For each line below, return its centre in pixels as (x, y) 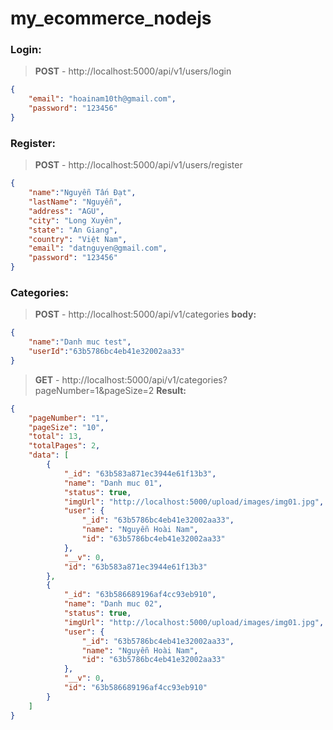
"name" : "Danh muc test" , (80, 342)
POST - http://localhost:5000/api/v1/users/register (138, 165)
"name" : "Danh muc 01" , (113, 483)
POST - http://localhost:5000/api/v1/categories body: (145, 314)
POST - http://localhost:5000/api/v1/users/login (133, 71)
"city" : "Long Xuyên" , (75, 220)
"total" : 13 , (55, 437)
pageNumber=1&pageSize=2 (94, 390)
